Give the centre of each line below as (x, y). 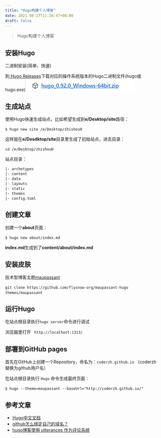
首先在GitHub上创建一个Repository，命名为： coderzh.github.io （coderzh (81, 362)
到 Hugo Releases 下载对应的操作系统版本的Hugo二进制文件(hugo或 (73, 76)
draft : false (18, 21)
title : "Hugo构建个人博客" (30, 10)
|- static (15, 189)
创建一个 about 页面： (26, 227)
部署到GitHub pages (36, 349)
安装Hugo (20, 53)
